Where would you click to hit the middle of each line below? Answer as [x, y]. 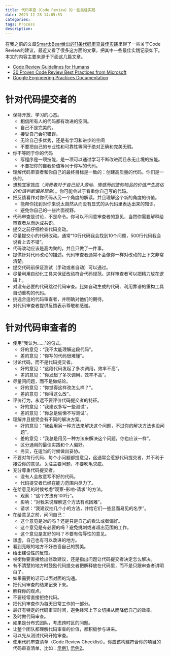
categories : [18, 19]
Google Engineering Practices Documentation [60, 78]
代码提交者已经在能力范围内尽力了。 [58, 483]
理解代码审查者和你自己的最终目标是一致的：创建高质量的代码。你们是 [86, 172]
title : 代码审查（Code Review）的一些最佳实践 [50, 10]
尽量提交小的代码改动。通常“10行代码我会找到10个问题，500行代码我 [84, 236]
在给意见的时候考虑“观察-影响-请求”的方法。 [59, 489]
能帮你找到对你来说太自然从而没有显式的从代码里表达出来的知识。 [89, 204]
